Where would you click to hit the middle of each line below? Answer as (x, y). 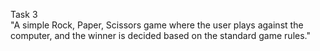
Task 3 (24, 14)
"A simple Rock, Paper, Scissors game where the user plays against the (157, 25)
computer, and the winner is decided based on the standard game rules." (160, 35)
